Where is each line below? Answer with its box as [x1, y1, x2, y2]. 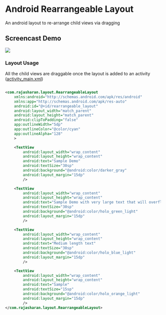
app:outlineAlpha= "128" [14, 131, 63, 136]
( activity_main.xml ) [5, 76, 43, 82]
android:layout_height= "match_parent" [14, 113, 94, 118]
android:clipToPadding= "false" [14, 117, 79, 122]
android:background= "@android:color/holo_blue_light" [23, 250, 136, 256]
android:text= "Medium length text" [23, 241, 96, 246]
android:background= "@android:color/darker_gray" [23, 168, 127, 173]
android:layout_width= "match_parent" [14, 108, 92, 113]
